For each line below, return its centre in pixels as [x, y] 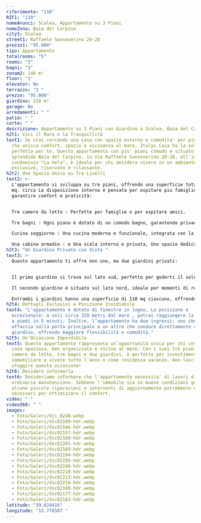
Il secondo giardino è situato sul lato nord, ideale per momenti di [100, 288]
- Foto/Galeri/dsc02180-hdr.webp [53, 489]
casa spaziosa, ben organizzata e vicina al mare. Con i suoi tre [96, 349]
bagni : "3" [20, 67]
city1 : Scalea [24, 34]
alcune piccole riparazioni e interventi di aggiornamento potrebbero [101, 388]
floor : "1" [20, 79]
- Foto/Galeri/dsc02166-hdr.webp [53, 427]
